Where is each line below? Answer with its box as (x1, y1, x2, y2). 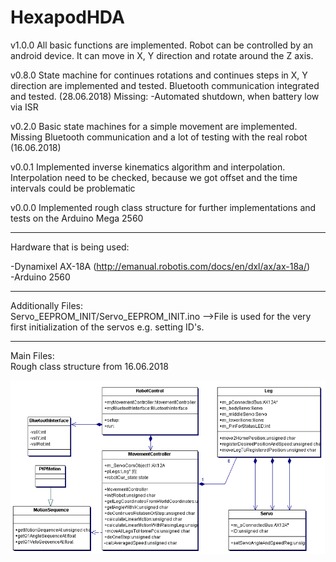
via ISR (10, 101, 39, 113)
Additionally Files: (10, 299, 83, 311)
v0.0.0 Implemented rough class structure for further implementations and (10, 201, 317, 213)
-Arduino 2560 (10, 271, 71, 283)
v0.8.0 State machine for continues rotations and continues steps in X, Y (10, 69, 308, 81)
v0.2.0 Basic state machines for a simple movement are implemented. (10, 120, 298, 132)
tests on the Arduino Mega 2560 (10, 212, 144, 224)
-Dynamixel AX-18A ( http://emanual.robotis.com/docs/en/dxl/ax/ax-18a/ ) (10, 260, 311, 272)
